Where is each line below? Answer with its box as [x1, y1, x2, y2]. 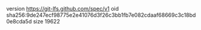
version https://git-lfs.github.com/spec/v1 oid [6, 5, 119, 12]
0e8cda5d [6, 18, 32, 25]
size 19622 [33, 18, 61, 25]
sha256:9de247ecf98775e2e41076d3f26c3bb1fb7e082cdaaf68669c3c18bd [6, 11, 196, 19]
